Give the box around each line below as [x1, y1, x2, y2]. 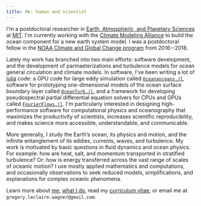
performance [6, 106, 39, 113]
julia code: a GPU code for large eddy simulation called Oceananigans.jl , [6, 75, 185, 82]
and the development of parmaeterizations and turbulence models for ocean [6, 62, 195, 69]
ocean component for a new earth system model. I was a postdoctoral [6, 38, 179, 45]
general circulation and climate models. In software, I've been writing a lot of [6, 68, 195, 75]
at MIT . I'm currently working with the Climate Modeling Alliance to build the [6, 31, 193, 39]
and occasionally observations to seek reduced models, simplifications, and [6, 168, 193, 176]
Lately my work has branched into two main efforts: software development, [6, 56, 191, 63]
